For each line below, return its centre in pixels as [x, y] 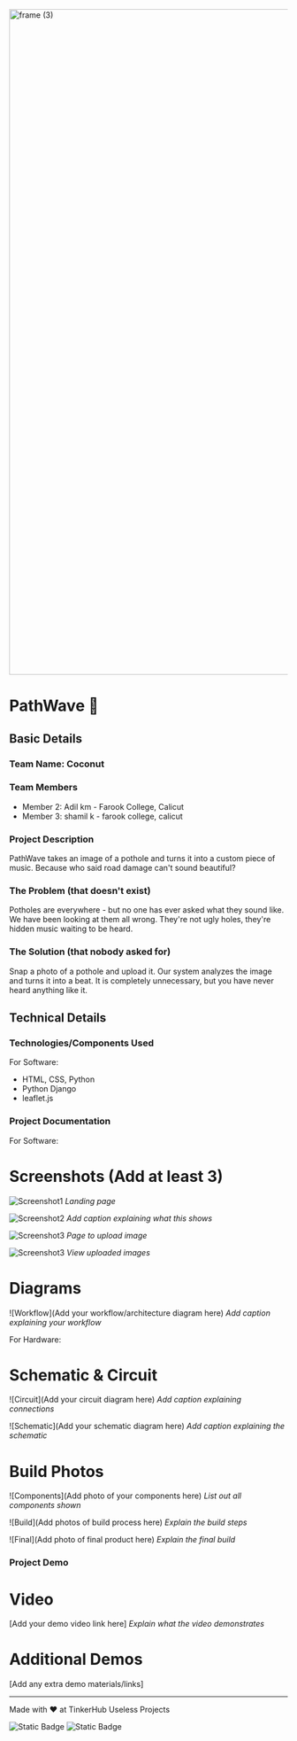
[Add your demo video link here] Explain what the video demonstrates [137, 1624]
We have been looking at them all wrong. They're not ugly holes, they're [140, 920]
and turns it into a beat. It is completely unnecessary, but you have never [141, 980]
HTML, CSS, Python [58, 1079]
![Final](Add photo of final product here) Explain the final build [122, 1540]
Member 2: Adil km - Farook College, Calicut [103, 806]
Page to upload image [107, 1235]
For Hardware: [35, 1339]
